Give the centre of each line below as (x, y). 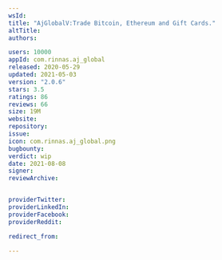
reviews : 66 (28, 104)
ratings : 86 (28, 97)
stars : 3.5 (26, 89)
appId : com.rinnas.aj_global (57, 60)
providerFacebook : (39, 215)
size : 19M (25, 112)
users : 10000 (30, 53)
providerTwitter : (37, 200)
